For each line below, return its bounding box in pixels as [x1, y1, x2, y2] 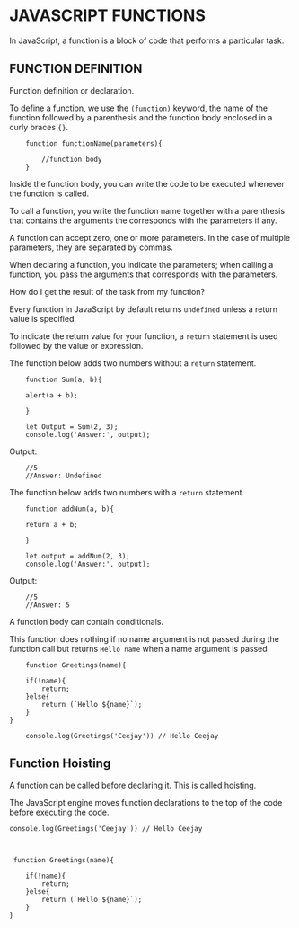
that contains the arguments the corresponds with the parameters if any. [9, 215, 277, 226]
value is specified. [9, 313, 76, 324]
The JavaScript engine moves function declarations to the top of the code [9, 797, 283, 808]
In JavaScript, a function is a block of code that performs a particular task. [9, 35, 285, 46]
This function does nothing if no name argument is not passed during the [9, 633, 280, 644]
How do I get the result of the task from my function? [9, 286, 205, 297]
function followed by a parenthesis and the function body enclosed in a [9, 112, 273, 122]
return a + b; [25, 520, 78, 529]
